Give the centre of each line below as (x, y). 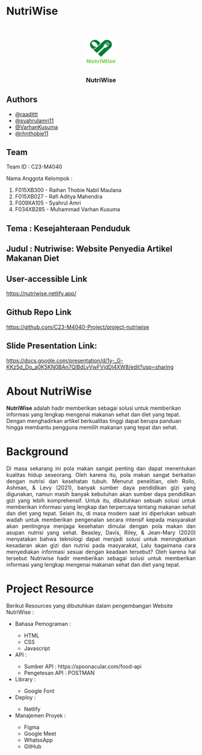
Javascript (37, 648)
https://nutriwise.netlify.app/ (41, 293)
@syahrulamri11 (34, 120)
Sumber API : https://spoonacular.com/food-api (83, 666)
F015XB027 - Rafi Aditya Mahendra (59, 197)
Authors (22, 100)
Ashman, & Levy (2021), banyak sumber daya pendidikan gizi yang (101, 488)
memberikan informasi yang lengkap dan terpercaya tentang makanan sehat (101, 507)
